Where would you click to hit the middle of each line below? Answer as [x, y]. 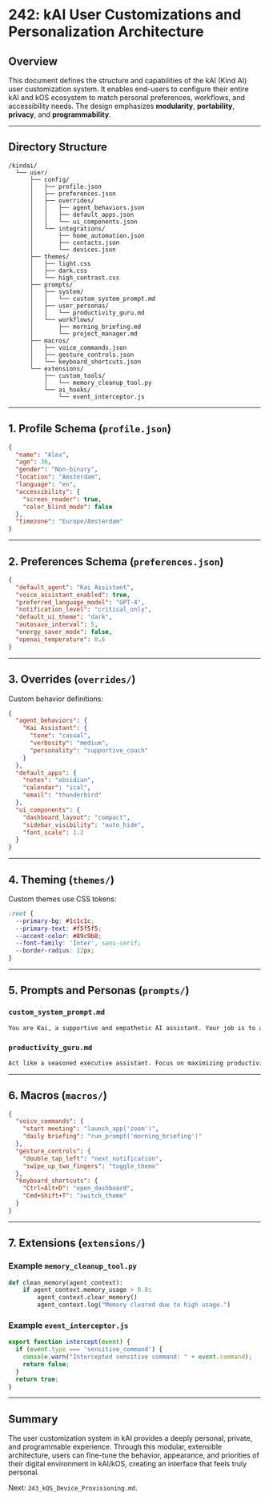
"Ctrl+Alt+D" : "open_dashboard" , [78, 1189]
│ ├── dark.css [58, 271]
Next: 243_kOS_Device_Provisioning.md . [73, 1488]
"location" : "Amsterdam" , [59, 477]
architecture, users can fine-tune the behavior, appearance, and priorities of [134, 1455]
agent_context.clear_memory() [87, 1297]
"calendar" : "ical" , [57, 788]
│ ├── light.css [60, 263]
